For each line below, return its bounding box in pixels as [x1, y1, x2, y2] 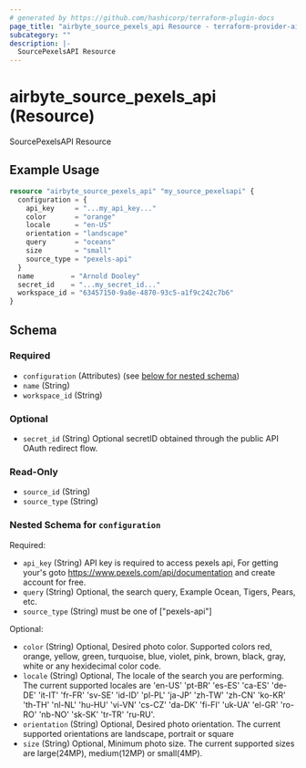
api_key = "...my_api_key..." [25, 203, 157, 213]
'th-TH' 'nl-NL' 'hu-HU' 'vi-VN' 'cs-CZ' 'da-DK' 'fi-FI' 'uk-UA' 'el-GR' [22, 699, 279, 710]
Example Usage [9, 162, 100, 178]
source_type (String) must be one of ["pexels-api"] [22, 606, 212, 617]
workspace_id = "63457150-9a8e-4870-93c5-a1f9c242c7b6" [17, 288, 234, 297]
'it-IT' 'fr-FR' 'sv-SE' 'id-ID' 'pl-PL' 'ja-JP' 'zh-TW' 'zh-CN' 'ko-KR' [37, 690, 286, 701]
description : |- [9, 38, 71, 48]
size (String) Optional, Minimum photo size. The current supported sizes [22, 738, 295, 749]
